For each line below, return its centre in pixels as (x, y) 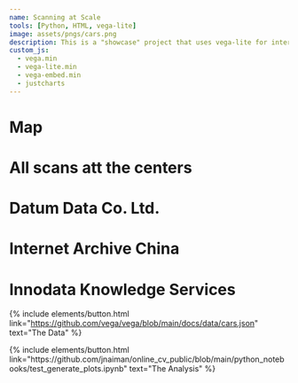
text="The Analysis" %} (172, 369)
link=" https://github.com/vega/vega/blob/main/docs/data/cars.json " (134, 324)
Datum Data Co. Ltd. (85, 208)
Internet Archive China (94, 249)
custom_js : (29, 51)
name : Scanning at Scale (55, 17)
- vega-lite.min (47, 67)
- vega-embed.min (49, 75)
